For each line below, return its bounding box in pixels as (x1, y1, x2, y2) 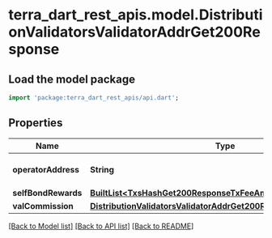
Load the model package (8, 72, 136, 86)
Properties (8, 116, 63, 130)
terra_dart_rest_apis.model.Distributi (8, 6, 263, 24)
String (90, 164, 115, 175)
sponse (8, 40, 60, 58)
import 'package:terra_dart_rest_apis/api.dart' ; (8, 94, 180, 102)
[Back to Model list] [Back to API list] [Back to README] (8, 221, 194, 231)
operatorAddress (12, 164, 79, 175)
